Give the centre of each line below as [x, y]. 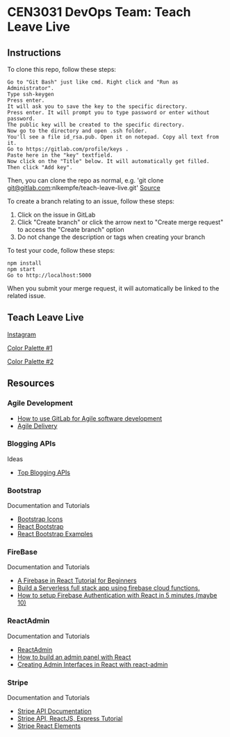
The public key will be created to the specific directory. [96, 125]
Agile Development [40, 403]
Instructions [34, 53]
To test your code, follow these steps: [61, 250]
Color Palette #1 [30, 348]
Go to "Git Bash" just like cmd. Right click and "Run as [93, 82]
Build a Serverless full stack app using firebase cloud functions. [108, 588]
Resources [31, 383]
